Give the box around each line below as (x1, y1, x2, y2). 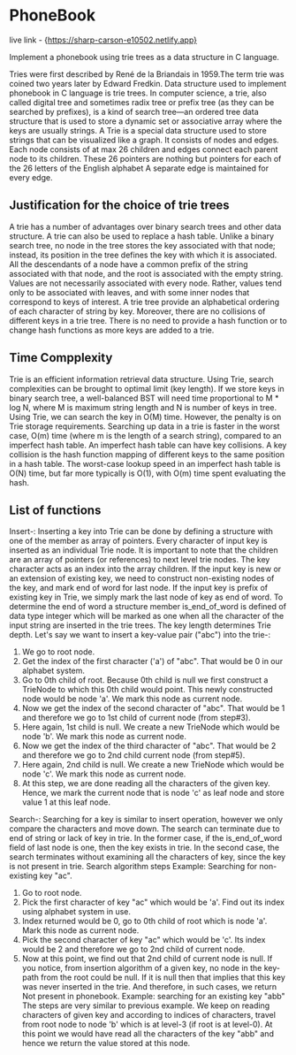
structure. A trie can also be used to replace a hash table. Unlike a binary (9, 231, 275, 241)
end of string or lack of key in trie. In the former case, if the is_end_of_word (9, 833, 283, 844)
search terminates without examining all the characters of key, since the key (9, 852, 286, 862)
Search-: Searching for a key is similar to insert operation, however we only (9, 814, 283, 825)
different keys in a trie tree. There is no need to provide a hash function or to (9, 315, 287, 325)
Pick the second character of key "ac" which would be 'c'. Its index (21, 935, 266, 945)
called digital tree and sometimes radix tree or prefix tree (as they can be (9, 96, 275, 107)
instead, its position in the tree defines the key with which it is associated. (9, 249, 277, 260)
